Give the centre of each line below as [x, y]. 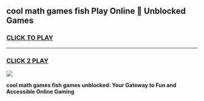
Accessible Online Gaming [40, 91]
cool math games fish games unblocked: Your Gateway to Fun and [91, 85]
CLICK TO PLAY [30, 38]
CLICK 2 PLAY [27, 60]
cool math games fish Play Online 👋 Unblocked [96, 11]
